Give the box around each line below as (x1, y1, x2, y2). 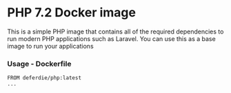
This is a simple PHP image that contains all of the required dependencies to (7, 27, 224, 36)
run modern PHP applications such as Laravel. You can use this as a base (7, 34, 216, 42)
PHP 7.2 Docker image (7, 5, 137, 21)
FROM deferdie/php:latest (7, 75, 81, 81)
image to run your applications (7, 42, 94, 50)
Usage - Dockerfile (7, 59, 72, 68)
